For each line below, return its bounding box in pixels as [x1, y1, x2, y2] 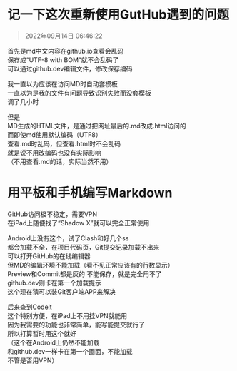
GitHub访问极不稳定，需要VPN [7, 210, 98, 218]
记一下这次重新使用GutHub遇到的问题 [7, 6, 230, 23]
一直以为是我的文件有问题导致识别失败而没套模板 [7, 88, 151, 97]
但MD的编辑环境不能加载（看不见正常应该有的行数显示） [7, 260, 174, 269]
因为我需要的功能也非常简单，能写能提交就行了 [7, 320, 145, 329]
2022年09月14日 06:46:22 [24, 31, 103, 40]
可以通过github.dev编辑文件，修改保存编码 [7, 64, 133, 73]
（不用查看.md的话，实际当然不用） [7, 157, 113, 166]
